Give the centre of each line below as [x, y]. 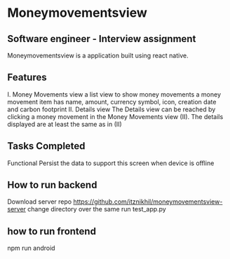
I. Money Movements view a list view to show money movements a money [114, 94]
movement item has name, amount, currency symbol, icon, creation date [112, 101]
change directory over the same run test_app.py [97, 209]
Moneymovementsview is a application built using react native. [98, 55]
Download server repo [40, 202]
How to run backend [52, 185]
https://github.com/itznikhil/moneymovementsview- [148, 202]
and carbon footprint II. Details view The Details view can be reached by [111, 109]
